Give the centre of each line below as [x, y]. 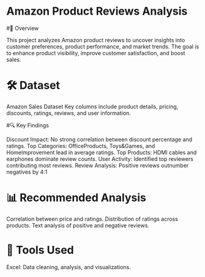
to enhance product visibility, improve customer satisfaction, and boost [96, 53]
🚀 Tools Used [40, 250]
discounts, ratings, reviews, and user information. [69, 113]
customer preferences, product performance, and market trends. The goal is [103, 46]
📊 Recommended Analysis [76, 198]
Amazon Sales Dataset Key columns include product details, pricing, [92, 106]
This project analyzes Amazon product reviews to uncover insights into [96, 40]
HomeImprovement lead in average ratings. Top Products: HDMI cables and [102, 152]
